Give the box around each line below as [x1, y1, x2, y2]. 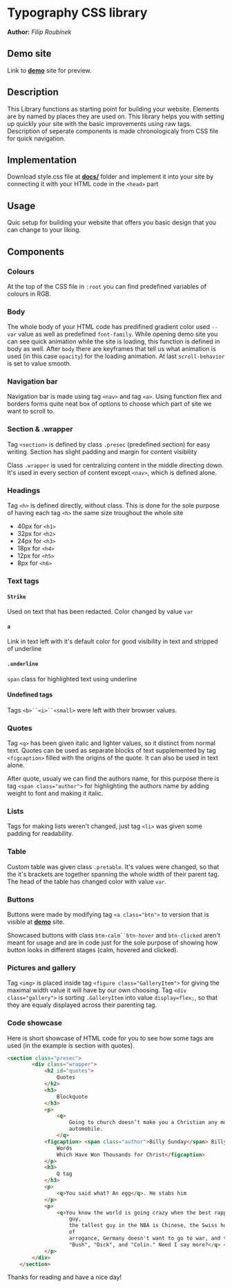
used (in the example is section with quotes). [7, 1041, 135, 1050]
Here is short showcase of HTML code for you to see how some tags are [7, 1034, 214, 1042]
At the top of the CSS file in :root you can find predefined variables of [7, 282, 207, 290]
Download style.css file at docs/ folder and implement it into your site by [7, 172, 214, 181]
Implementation [7, 154, 77, 166]
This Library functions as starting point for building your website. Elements [7, 105, 220, 113]
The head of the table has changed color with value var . [7, 877, 167, 886]
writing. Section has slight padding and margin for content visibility [7, 447, 197, 456]
